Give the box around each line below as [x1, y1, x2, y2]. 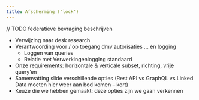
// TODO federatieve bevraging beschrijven [6, 25, 113, 32]
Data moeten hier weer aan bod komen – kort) [14, 81, 129, 88]
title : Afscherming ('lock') [6, 8, 79, 15]
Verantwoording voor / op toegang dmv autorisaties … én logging [14, 43, 177, 50]
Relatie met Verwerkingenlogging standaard [23, 55, 132, 62]
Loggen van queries [23, 49, 74, 57]
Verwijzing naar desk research [14, 36, 91, 43]
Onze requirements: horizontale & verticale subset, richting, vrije [14, 62, 174, 69]
